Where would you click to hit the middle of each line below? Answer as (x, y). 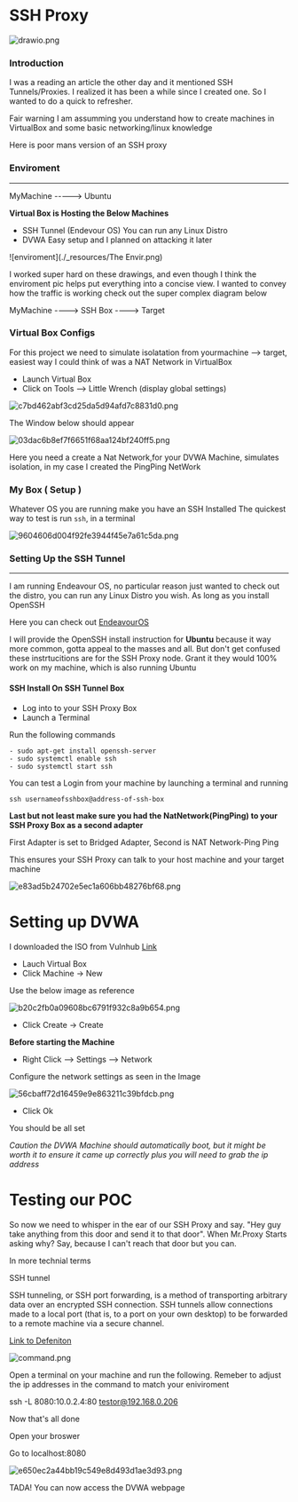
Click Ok (37, 1111)
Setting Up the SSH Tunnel (67, 558)
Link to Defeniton (40, 1340)
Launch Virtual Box (56, 379)
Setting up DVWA (74, 922)
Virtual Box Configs (52, 333)
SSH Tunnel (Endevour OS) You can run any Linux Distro (125, 230)
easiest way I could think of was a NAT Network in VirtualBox (121, 361)
